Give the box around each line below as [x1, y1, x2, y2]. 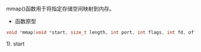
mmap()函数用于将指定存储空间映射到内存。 [6, 5, 115, 12]
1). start [6, 40, 25, 47]
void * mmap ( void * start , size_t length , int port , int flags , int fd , [6, 30, 186, 35]
